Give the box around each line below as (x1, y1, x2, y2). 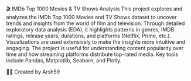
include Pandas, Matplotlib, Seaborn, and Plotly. (6, 57, 122, 64)
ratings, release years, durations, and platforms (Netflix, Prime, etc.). (6, 32, 172, 39)
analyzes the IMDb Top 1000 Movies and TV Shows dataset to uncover (6, 14, 177, 20)
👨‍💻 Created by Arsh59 (6, 68, 60, 75)
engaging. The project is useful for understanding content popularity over (6, 45, 184, 51)
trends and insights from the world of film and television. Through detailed (6, 20, 185, 27)
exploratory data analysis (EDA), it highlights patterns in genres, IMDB (6, 26, 175, 33)
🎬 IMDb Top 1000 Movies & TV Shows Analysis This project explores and (6, 5, 183, 12)
